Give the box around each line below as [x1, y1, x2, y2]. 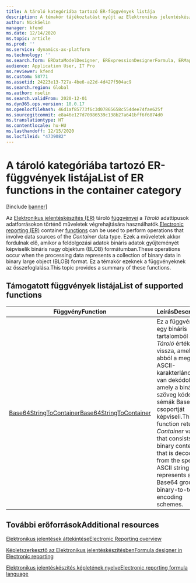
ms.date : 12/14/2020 [6, 30, 57, 36]
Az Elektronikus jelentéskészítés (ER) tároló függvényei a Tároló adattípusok [6, 214, 189, 221]
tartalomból [156, 332, 188, 340]
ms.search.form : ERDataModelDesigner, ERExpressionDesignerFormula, [6, 57, 176, 63]
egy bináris [156, 325, 188, 333]
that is [156, 449, 174, 457]
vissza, [156, 346, 176, 354]
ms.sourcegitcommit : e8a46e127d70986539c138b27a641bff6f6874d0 [6, 112, 163, 118]
